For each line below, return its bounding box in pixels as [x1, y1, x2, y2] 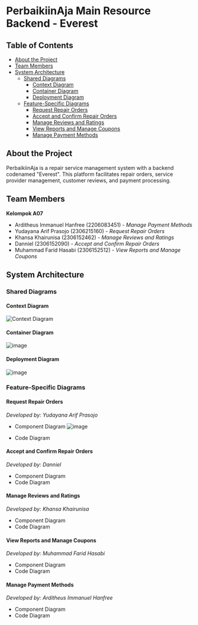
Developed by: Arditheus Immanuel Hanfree [6, 594, 113, 601]
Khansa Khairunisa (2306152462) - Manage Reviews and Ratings [14, 234, 174, 241]
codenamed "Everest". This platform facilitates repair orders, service [6, 170, 173, 178]
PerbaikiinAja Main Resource [6, 4, 151, 18]
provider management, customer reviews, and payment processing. [6, 176, 171, 184]
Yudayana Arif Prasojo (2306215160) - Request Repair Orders [14, 227, 165, 234]
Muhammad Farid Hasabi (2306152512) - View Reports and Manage [14, 246, 181, 253]
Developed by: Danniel [6, 460, 61, 468]
